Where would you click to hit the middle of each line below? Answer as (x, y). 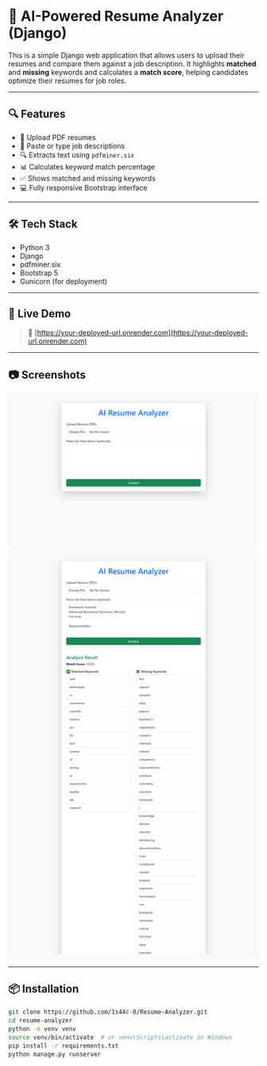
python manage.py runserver (55, 1054)
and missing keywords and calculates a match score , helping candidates (128, 72)
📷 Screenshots (47, 375)
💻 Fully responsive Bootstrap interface (83, 187)
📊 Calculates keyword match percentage (87, 167)
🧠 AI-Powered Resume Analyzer (116, 16)
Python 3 (35, 247)
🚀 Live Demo (40, 314)
